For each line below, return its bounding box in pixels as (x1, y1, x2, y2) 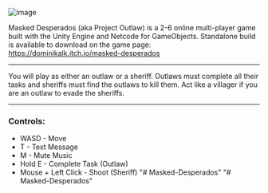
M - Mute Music (19, 151, 73, 160)
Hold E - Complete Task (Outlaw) (19, 160, 129, 169)
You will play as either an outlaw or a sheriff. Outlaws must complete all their (8, 72, 259, 81)
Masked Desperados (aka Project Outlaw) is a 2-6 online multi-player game (8, 23, 256, 32)
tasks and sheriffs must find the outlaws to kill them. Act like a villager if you (8, 80, 258, 89)
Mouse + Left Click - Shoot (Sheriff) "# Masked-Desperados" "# (19, 167, 231, 177)
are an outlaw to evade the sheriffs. (8, 89, 125, 97)
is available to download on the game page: (8, 40, 152, 49)
